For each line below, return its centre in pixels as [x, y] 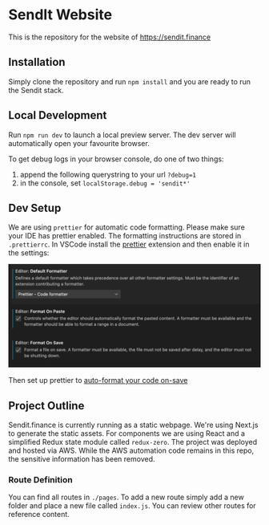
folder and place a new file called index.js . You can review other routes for [132, 506]
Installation [37, 62]
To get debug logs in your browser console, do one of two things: [116, 159]
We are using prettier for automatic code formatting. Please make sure [127, 227]
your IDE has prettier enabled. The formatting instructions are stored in [125, 236]
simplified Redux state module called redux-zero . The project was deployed [133, 442]
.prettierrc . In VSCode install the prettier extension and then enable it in [129, 244]
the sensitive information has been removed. [82, 458]
